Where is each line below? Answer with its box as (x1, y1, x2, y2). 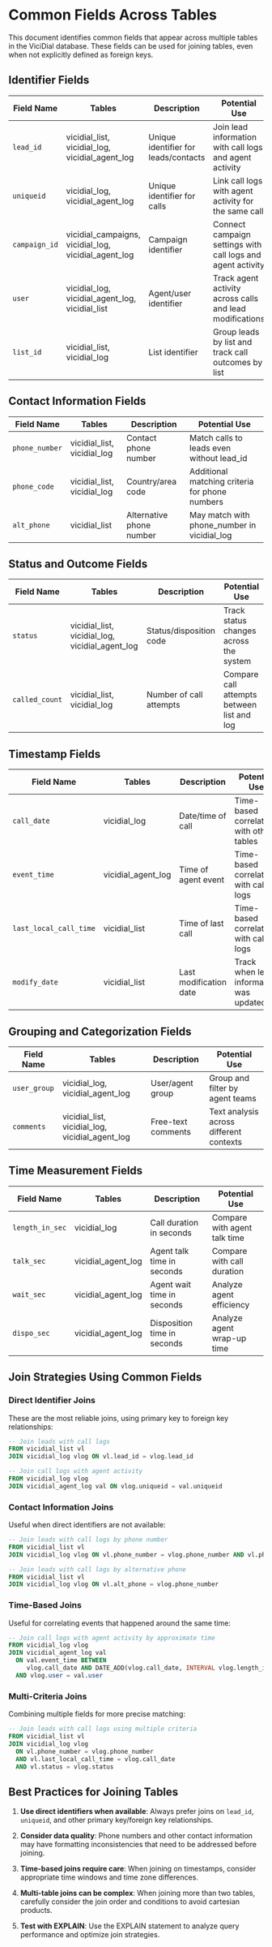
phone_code (12, 481, 54, 491)
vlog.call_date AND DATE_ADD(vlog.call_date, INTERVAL (26, 1664, 216, 1673)
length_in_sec (12, 1223, 67, 1232)
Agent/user (148, 287, 192, 299)
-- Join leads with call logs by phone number (8, 1536, 168, 1544)
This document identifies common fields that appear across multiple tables (8, 32, 258, 42)
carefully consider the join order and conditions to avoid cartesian (19, 1897, 240, 1906)
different (209, 1126, 242, 1137)
